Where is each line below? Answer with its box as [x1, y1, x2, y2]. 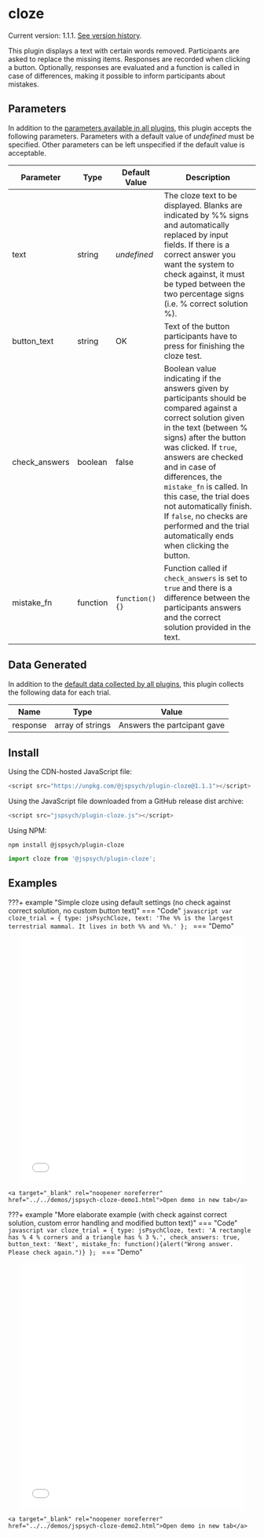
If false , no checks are [163, 511, 248, 522]
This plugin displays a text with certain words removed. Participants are [8, 46, 240, 55]
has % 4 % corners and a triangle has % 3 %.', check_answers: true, [8, 1233, 241, 1241]
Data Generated [8, 658, 87, 672]
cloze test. [163, 350, 203, 361]
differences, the [163, 471, 222, 482]
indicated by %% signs [163, 209, 249, 220]
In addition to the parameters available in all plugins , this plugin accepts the [8, 123, 252, 132]
